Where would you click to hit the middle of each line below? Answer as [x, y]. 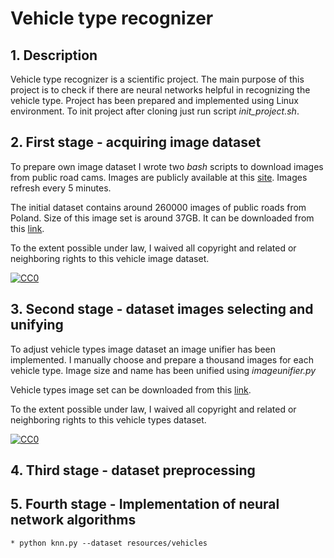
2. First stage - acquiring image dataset [136, 142]
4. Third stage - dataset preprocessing [133, 470]
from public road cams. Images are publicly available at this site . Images [159, 177]
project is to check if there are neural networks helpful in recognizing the [160, 90]
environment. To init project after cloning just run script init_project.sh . [155, 111]
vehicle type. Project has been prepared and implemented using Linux [154, 100]
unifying [37, 325]
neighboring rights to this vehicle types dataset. [108, 419]
